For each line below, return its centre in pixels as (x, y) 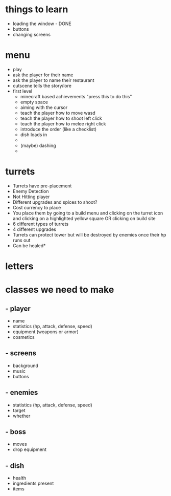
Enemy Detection (31, 191)
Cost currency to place (37, 207)
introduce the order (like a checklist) (58, 129)
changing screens (32, 34)
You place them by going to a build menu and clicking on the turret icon (88, 213)
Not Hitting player (31, 197)
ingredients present (33, 483)
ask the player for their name (43, 75)
